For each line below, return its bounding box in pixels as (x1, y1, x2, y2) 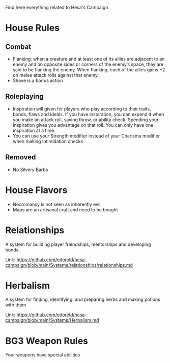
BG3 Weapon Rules (5, 335, 88, 347)
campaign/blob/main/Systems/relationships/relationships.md (5, 262, 133, 268)
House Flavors (5, 184, 68, 196)
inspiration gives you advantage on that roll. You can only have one (12, 122, 154, 128)
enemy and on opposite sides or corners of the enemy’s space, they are (12, 61, 164, 67)
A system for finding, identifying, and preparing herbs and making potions (5, 296, 160, 302)
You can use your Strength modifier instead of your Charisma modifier (12, 132, 160, 139)
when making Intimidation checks (12, 138, 83, 144)
